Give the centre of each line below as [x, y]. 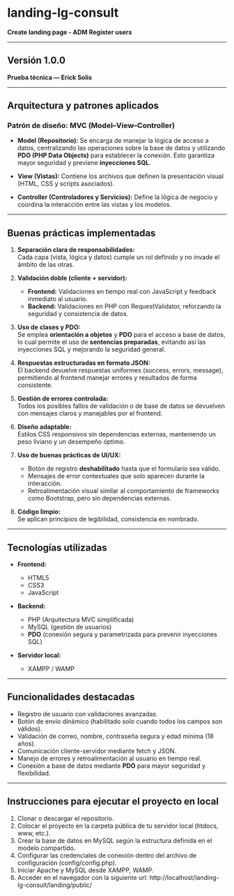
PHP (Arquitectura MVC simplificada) [81, 620]
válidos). [30, 728]
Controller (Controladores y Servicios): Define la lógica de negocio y [117, 197]
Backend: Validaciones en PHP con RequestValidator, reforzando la [124, 306]
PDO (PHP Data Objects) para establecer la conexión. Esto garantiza [116, 155]
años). [26, 744]
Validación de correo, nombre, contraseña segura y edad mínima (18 [115, 736]
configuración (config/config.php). [67, 863]
